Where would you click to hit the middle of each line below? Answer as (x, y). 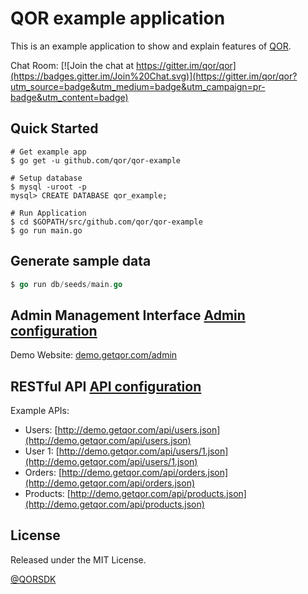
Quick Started (54, 128)
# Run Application (48, 213)
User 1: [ (42, 451)
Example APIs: (40, 411)
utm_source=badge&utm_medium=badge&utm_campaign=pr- (138, 86)
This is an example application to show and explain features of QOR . (151, 46)
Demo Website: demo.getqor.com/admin (94, 355)
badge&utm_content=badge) (69, 97)
